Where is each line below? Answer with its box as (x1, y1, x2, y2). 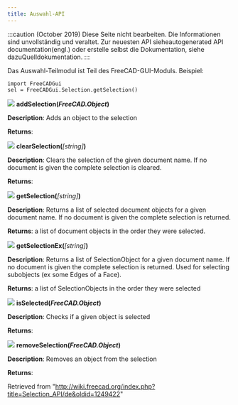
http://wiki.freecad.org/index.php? (55, 382, 156, 391)
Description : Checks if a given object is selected (7, 312, 151, 320)
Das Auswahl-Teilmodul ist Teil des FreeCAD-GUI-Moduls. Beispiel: (7, 66, 204, 75)
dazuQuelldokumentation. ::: (7, 53, 90, 61)
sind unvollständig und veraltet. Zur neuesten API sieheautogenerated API (7, 37, 224, 46)
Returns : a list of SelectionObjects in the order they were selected (7, 283, 201, 292)
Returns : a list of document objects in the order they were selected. (7, 227, 206, 235)
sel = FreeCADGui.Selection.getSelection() (7, 86, 139, 93)
